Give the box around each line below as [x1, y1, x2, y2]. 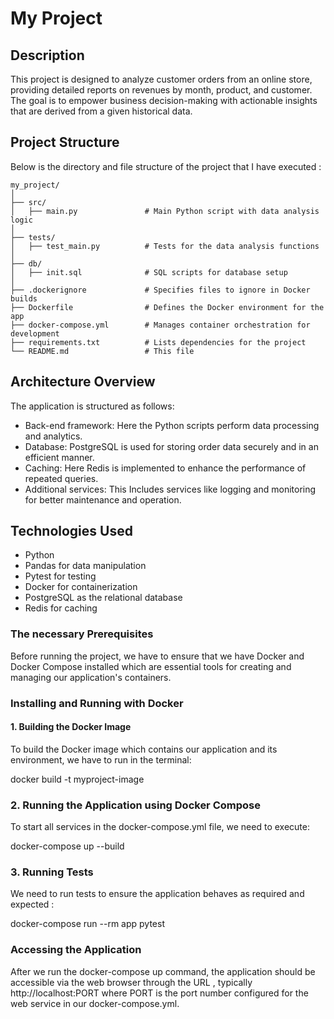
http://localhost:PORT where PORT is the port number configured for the [10, 987, 309, 999]
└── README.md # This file [10, 346, 195, 356]
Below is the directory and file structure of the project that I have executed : [10, 160, 322, 172]
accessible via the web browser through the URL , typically [10, 976, 253, 988]
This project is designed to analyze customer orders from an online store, [10, 73, 313, 85]
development [10, 328, 60, 339]
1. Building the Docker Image [10, 721, 132, 733]
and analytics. [24, 430, 83, 442]
